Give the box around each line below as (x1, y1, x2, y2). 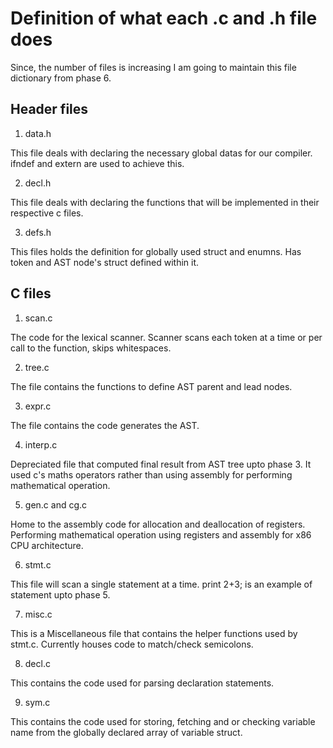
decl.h (24, 177, 52, 189)
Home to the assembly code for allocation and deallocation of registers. (10, 518, 306, 530)
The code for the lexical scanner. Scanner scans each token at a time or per (10, 331, 323, 343)
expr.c (24, 400, 52, 412)
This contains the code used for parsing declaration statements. (10, 677, 275, 689)
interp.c (24, 438, 58, 451)
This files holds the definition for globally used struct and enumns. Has (10, 245, 302, 257)
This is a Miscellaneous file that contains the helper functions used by (10, 627, 298, 639)
